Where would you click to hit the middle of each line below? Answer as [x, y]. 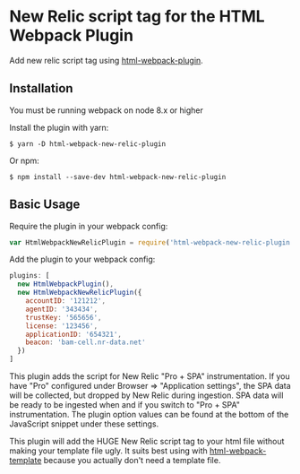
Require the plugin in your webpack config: [89, 226]
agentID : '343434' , [62, 309]
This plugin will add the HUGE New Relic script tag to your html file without [147, 442]
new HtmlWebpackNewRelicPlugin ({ [80, 293]
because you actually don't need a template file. [132, 461]
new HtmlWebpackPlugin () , [66, 284]
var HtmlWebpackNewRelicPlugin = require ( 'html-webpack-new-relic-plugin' [152, 242]
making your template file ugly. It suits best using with [108, 451]
